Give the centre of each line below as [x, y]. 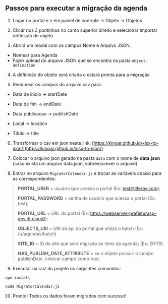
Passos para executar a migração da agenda [76, 8]
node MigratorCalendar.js [32, 286]
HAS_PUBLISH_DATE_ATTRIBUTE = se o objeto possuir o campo [86, 253]
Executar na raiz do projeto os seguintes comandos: [67, 268]
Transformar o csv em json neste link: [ [53, 143]
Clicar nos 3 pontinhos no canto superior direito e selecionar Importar [85, 30]
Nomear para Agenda [35, 55]
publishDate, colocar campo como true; [59, 259]
